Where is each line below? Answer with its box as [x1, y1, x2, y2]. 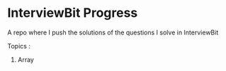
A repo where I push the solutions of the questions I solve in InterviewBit [7, 28, 219, 37]
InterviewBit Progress [7, 5, 138, 21]
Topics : [7, 41, 30, 50]
